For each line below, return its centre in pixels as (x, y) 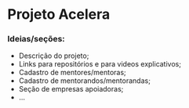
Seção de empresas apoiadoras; (71, 89)
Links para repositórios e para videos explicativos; (100, 64)
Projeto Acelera (59, 14)
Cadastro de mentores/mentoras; (72, 73)
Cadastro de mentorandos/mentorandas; (84, 81)
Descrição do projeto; (54, 56)
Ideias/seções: (36, 39)
